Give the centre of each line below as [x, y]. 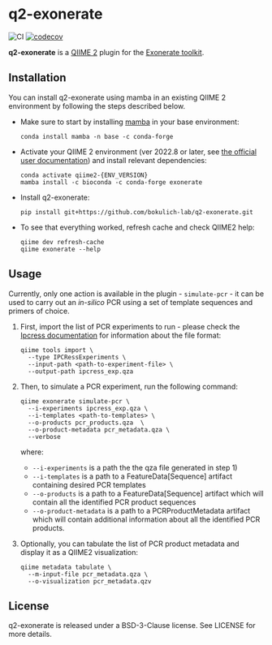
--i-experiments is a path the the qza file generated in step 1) [135, 467]
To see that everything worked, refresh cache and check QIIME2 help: [137, 227]
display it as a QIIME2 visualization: [79, 552]
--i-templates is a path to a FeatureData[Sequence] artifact [132, 476]
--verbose [44, 436]
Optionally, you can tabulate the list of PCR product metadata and [130, 544]
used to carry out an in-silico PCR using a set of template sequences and [131, 302]
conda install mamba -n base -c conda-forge [97, 136]
